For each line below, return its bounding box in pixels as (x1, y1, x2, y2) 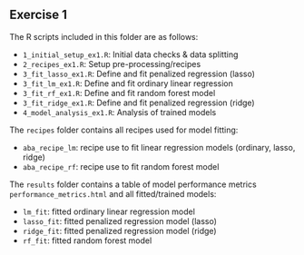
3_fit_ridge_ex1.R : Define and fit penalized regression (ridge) (22, 97, 256, 108)
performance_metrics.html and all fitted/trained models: (9, 188, 217, 199)
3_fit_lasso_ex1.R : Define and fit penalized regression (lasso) (22, 68, 256, 79)
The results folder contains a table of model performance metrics (9, 179, 257, 190)
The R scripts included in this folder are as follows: (9, 31, 199, 42)
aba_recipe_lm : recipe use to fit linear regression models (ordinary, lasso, (22, 142, 296, 152)
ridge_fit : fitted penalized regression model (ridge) (22, 225, 217, 236)
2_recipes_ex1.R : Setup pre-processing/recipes (22, 58, 201, 69)
